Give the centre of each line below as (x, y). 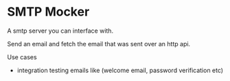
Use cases (22, 57)
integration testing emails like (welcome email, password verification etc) (120, 70)
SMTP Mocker (48, 12)
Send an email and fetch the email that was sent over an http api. (99, 44)
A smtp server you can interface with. (60, 31)
